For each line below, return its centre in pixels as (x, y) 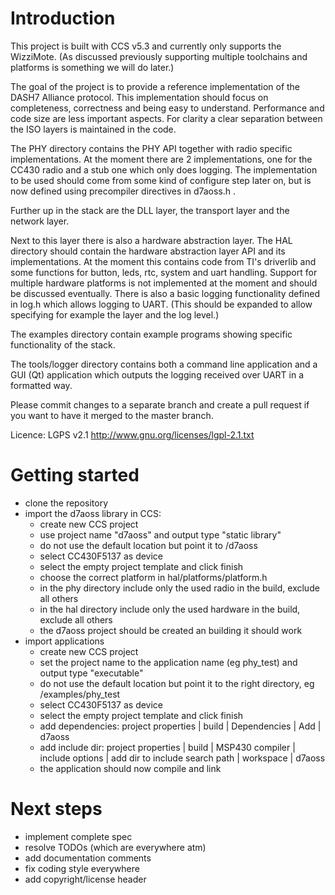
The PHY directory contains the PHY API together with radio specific (151, 148)
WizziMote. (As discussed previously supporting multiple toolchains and (159, 56)
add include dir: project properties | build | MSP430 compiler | (167, 747)
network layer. (40, 221)
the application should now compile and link (130, 768)
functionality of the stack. (63, 344)
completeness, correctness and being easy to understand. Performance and (167, 108)
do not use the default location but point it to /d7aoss (148, 545)
